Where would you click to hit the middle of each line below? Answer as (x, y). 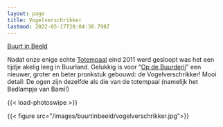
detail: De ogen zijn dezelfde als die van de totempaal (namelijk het (103, 82)
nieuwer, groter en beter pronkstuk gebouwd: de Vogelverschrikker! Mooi (112, 74)
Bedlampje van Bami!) (38, 89)
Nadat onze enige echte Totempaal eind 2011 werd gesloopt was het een (111, 60)
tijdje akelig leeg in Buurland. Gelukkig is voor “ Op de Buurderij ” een (104, 67)
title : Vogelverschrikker (44, 20)
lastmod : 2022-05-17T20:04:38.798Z (59, 26)
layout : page (26, 14)
